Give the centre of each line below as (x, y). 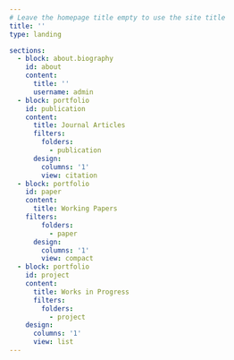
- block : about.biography (66, 59)
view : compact (67, 259)
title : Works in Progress (81, 292)
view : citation (70, 176)
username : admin (63, 92)
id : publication (56, 108)
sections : (28, 50)
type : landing (36, 34)
